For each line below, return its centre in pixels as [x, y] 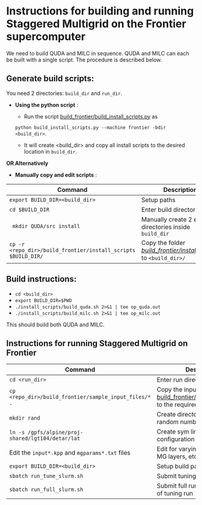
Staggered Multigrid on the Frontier [96, 24]
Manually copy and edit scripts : [56, 175]
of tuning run [175, 494]
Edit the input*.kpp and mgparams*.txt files [70, 453]
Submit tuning [176, 476]
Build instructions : [41, 279]
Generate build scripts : [50, 79]
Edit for [167, 449]
